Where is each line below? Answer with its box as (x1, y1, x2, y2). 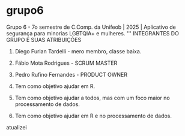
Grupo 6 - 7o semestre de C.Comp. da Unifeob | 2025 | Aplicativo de (6, 23, 176, 31)
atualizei (6, 123, 27, 131)
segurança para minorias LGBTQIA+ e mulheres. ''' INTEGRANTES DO (6, 29, 179, 37)
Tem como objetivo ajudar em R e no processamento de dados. (14, 112, 172, 119)
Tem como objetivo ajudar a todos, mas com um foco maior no (14, 94, 170, 101)
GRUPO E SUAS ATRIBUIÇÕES (6, 36, 82, 43)
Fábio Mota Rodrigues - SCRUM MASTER (14, 59, 118, 67)
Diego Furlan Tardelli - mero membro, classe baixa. (14, 47, 142, 55)
